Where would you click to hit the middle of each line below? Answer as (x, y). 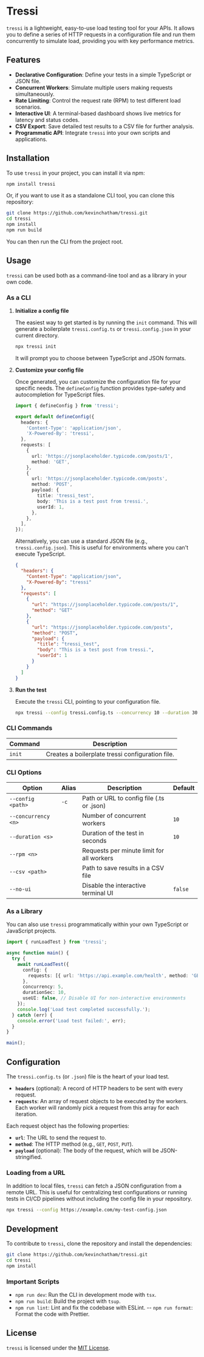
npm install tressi (31, 184)
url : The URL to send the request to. (61, 1138)
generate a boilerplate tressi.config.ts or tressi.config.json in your (103, 329)
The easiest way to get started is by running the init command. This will (106, 322)
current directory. (37, 336)
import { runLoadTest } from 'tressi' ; (57, 942)
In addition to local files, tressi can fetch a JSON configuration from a (94, 1186)
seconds (94, 841)
